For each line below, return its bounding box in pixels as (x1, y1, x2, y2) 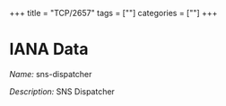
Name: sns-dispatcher (9, 68, 92, 79)
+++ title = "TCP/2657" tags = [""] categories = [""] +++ (9, 8, 218, 18)
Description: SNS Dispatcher (9, 85, 115, 97)
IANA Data (9, 40, 89, 59)
